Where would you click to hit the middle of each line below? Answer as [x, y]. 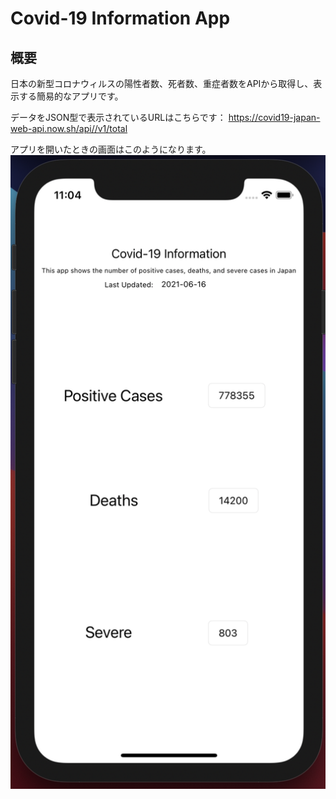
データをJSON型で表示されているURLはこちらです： [118, 117]
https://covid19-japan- [274, 117]
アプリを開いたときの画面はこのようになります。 [111, 149]
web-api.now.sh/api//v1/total [69, 128]
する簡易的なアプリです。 [71, 96]
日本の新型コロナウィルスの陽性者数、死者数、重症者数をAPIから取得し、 [162, 83]
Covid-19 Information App [120, 18]
